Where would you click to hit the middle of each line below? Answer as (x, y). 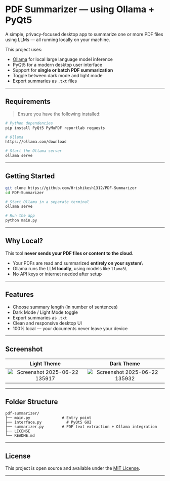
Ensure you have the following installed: (59, 114)
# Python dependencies (29, 123)
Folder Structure (32, 402)
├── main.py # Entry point (49, 418)
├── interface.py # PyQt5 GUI (49, 423)
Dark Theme (125, 363)
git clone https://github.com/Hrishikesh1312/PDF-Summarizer (71, 188)
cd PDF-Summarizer (25, 193)
